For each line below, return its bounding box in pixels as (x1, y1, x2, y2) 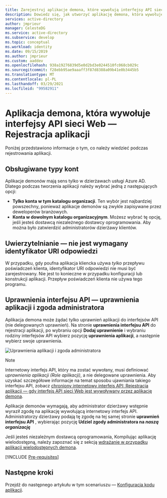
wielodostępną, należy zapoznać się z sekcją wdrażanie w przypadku (5, 439, 148, 445)
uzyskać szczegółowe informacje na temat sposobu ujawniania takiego (5, 377, 151, 383)
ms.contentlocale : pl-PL (5, 77, 57, 82)
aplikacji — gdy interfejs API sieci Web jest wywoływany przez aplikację (5, 388, 153, 394)
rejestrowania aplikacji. (5, 150, 52, 156)
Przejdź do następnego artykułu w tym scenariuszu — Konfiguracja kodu (5, 482, 155, 488)
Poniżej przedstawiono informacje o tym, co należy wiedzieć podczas (5, 145, 148, 151)
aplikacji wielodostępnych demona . (5, 444, 78, 450)
